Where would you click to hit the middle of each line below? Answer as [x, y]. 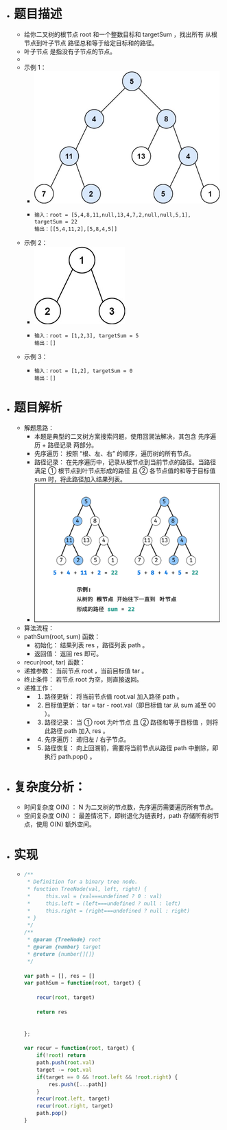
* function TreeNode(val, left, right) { [87, 889]
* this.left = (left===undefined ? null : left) [104, 903]
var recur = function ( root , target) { [79, 1048]
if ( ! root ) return [61, 1056]
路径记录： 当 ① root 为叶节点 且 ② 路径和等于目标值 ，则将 [131, 722]
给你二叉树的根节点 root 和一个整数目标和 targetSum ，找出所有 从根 [121, 34]
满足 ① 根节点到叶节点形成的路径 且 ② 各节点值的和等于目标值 [125, 470]
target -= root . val [64, 1070]
